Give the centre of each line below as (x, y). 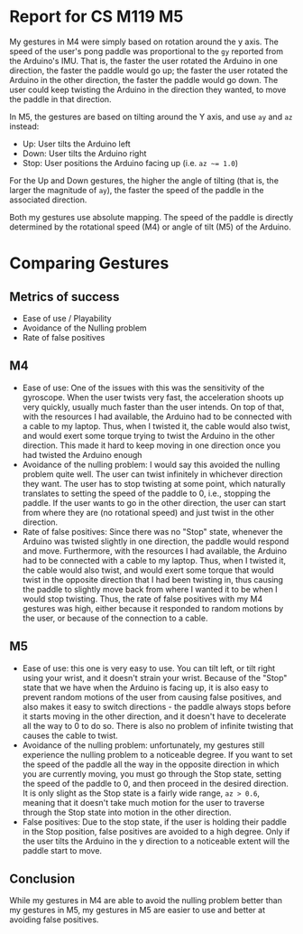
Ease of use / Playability (67, 318)
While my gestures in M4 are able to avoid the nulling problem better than (146, 901)
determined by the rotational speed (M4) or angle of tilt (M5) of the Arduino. (150, 227)
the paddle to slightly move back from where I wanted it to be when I (150, 589)
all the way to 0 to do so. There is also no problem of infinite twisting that (158, 725)
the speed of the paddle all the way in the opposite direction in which (151, 764)
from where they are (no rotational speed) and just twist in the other (148, 512)
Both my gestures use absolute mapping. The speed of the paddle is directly (151, 217)
